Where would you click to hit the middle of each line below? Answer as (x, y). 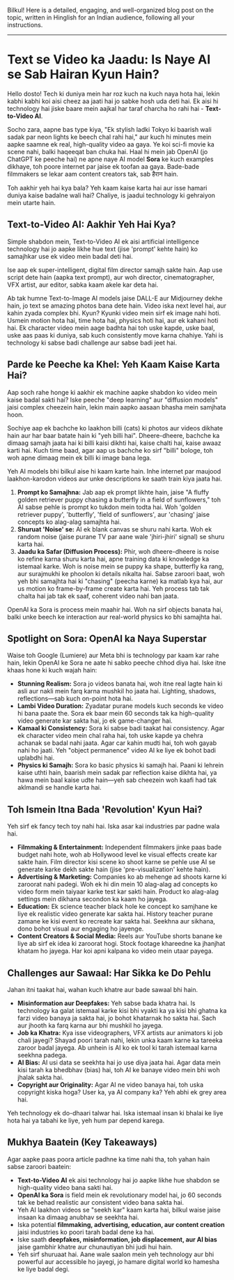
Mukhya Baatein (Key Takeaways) (83, 1142)
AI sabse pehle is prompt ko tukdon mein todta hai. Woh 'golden (109, 507)
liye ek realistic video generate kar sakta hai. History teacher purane (115, 914)
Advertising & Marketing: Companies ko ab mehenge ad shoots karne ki (122, 877)
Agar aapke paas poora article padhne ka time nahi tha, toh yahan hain (109, 1159)
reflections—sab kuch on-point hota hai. (75, 699)
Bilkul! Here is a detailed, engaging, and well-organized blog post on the (111, 10)
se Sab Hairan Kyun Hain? (84, 74)
